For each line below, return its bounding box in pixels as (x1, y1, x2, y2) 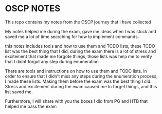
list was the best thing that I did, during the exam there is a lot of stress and (5, 48, 156, 54)
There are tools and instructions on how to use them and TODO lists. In (5, 68, 147, 74)
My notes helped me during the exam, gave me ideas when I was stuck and (5, 28, 157, 34)
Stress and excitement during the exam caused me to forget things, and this (5, 83, 157, 89)
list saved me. (5, 89, 33, 95)
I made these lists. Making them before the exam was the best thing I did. (5, 78, 152, 84)
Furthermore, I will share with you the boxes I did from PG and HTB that (5, 98, 148, 104)
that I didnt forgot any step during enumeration (5, 58, 99, 64)
